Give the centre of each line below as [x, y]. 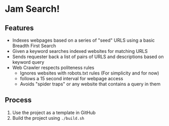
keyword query [28, 62]
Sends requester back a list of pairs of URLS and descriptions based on [88, 57]
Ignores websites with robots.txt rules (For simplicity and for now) [89, 73]
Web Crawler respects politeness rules [53, 68]
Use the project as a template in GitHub [54, 112]
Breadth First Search [34, 46]
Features [19, 28]
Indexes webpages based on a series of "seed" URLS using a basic [83, 40]
